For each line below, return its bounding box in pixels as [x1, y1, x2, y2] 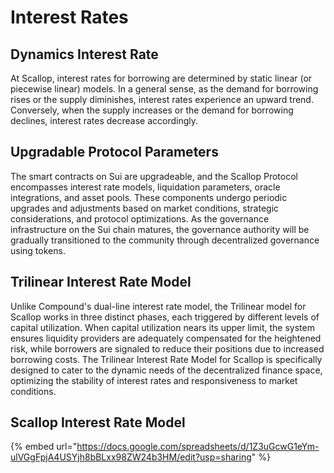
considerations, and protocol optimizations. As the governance [10, 212, 270, 225]
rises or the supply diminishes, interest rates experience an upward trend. [10, 94, 314, 105]
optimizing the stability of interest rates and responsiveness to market [10, 374, 298, 386]
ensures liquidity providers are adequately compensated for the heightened [10, 332, 322, 344]
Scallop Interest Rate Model [10, 414, 186, 431]
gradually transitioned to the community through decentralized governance [10, 234, 320, 246]
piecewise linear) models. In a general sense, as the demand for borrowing [10, 83, 319, 95]
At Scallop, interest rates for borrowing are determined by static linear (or [10, 72, 313, 84]
